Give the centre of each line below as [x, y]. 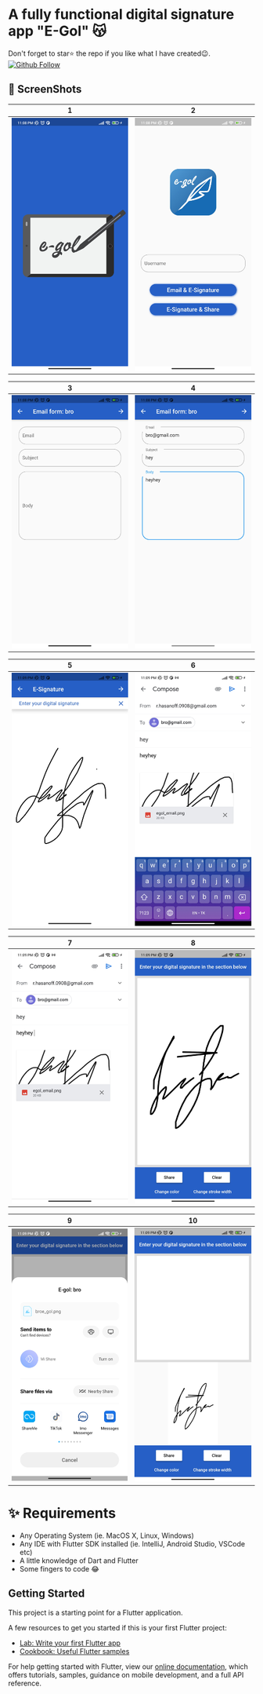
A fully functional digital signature [121, 15]
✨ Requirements [62, 1513]
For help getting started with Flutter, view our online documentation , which [128, 1667]
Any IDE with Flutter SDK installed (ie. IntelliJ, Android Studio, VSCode [132, 1543]
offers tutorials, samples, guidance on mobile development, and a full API [126, 1674]
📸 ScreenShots [45, 89]
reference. [25, 1683]
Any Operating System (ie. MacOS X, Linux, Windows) [106, 1535]
